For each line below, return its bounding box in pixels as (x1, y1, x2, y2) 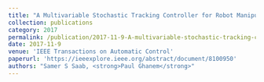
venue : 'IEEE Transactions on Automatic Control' (8, 48, 174, 55)
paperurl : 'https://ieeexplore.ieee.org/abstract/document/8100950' (8, 55, 237, 63)
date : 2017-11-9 (8, 41, 61, 48)
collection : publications (8, 19, 93, 27)
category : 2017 (8, 26, 58, 34)
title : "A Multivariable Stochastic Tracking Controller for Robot (8, 11, 234, 20)
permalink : (8, 33, 44, 41)
